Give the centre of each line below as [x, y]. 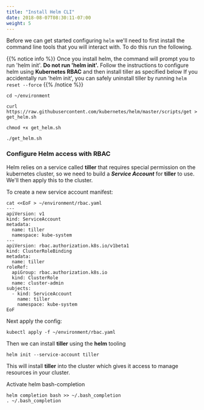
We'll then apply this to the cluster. [50, 180]
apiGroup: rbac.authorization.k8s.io [60, 272]
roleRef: [17, 267]
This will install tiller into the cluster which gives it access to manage [92, 366]
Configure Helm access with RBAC [58, 154]
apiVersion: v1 [26, 214]
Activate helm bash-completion [46, 384]
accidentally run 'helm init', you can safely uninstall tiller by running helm [97, 78]
